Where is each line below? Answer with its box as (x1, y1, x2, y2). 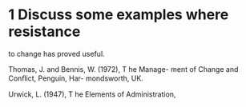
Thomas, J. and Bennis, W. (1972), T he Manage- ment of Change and (8, 64, 239, 73)
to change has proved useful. (8, 49, 106, 58)
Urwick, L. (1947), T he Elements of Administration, (8, 89, 176, 99)
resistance (8, 22, 81, 41)
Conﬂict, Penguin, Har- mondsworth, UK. (8, 73, 144, 83)
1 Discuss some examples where (8, 6, 229, 24)
